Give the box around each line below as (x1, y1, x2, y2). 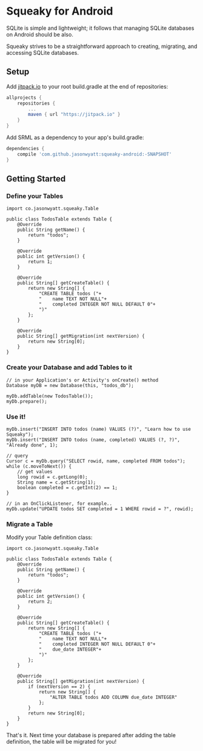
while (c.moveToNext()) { (6, 463, 72, 469)
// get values (17, 468, 53, 475)
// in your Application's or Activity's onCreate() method (6, 377, 159, 383)
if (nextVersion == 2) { (28, 684, 91, 690)
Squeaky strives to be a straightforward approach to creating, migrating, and (6, 43, 198, 50)
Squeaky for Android (6, 4, 113, 18)
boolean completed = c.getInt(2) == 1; (17, 484, 118, 490)
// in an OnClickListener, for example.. (6, 500, 113, 507)
